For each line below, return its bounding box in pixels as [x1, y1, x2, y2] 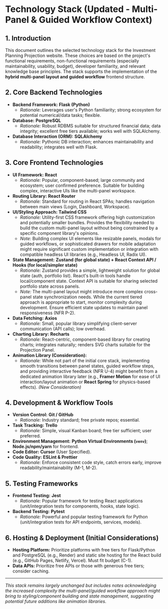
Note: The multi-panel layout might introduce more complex [19, 288, 143, 294]
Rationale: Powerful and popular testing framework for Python [19, 514, 148, 520]
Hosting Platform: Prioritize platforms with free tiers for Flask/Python [12, 547, 155, 553]
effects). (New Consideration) [19, 384, 81, 390]
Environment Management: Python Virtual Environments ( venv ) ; [12, 438, 148, 444]
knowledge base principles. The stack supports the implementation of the [5, 68, 157, 74]
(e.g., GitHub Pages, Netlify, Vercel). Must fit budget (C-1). [12, 558, 132, 564]
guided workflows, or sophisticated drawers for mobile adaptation [19, 241, 156, 247]
